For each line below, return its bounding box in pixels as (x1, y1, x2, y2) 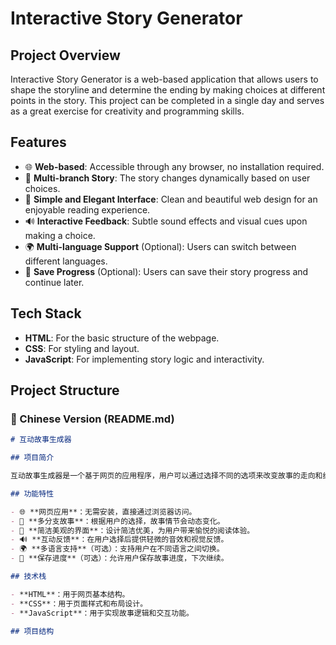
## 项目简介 (10, 453, 55, 463)
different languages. (24, 255, 108, 267)
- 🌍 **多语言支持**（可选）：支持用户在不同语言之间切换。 (10, 544, 225, 554)
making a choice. (24, 229, 96, 241)
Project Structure (10, 382, 120, 399)
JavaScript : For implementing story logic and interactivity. (24, 353, 265, 365)
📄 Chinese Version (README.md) (10, 412, 175, 426)
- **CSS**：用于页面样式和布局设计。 (10, 598, 148, 609)
